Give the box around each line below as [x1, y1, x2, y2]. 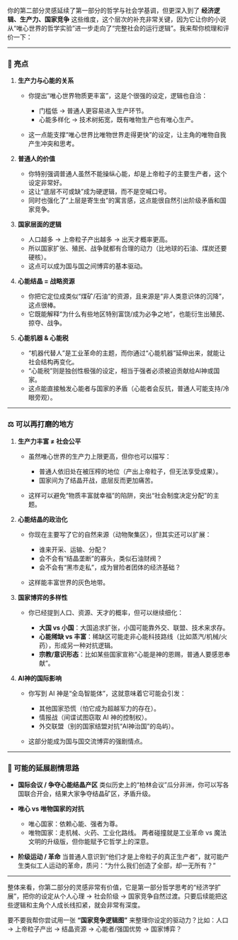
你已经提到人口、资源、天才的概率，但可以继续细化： [28, 608, 184, 616]
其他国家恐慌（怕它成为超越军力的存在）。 [38, 704, 161, 712]
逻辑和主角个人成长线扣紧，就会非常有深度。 [13, 900, 144, 909]
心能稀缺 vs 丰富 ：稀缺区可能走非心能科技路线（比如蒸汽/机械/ [38, 632, 222, 640]
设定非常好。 [28, 178, 66, 187]
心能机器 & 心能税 [17, 334, 69, 342]
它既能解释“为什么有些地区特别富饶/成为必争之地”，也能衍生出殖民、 [28, 310, 229, 318]
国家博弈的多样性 [17, 593, 68, 601]
